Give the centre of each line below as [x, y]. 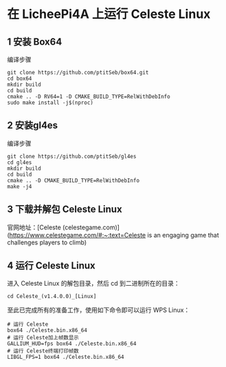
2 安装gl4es [33, 126]
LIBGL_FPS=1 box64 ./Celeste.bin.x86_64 [66, 357]
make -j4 [20, 187]
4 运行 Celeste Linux [52, 266]
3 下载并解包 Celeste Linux [65, 210]
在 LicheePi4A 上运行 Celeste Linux [109, 14]
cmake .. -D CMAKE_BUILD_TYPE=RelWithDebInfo [73, 180]
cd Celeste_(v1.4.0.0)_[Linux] [52, 297]
